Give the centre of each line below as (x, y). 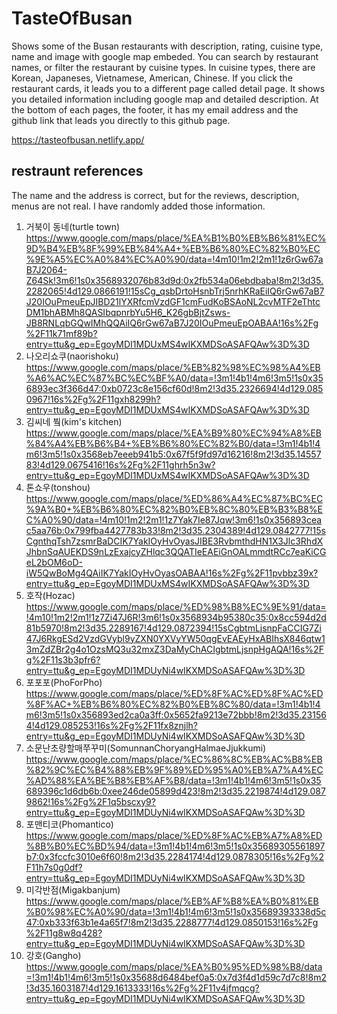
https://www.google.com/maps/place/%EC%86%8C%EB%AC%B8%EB (174, 759)
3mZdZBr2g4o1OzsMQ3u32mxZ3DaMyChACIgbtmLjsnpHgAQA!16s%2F (174, 649)
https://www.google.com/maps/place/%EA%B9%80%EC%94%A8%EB (174, 433)
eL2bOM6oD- (54, 562)
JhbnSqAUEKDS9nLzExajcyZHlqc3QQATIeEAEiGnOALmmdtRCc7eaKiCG (176, 551)
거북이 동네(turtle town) (73, 226)
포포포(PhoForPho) (64, 682)
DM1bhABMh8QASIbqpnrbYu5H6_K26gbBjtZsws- (128, 312)
